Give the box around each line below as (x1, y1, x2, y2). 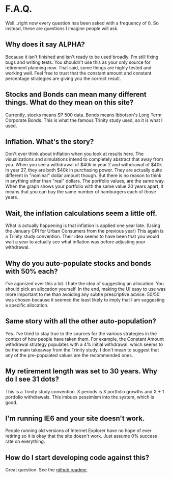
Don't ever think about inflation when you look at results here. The (5, 151, 144, 157)
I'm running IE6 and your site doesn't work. (5, 414, 145, 423)
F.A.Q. (5, 3, 32, 15)
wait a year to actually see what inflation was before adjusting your (5, 239, 146, 245)
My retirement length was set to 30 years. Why (5, 367, 158, 375)
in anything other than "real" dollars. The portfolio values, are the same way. (5, 178, 165, 184)
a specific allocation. (5, 302, 49, 308)
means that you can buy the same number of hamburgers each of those (5, 189, 156, 195)
